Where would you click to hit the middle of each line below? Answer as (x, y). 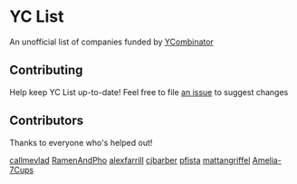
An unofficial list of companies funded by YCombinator (112, 42)
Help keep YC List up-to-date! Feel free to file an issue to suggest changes (149, 92)
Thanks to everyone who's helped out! (81, 142)
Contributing (46, 70)
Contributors (47, 121)
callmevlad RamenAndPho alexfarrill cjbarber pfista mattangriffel (130, 160)
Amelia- (267, 160)
